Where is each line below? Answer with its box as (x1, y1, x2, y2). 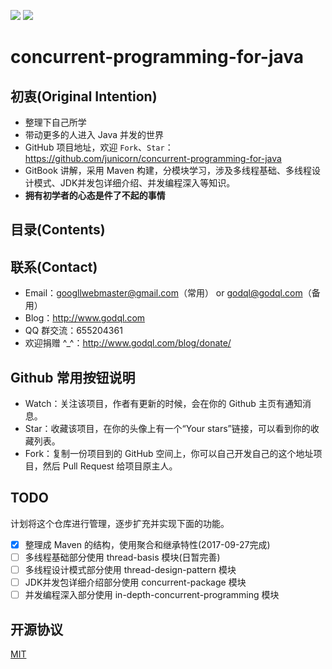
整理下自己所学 (24, 116, 87, 128)
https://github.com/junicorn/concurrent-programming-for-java (24, 153, 282, 164)
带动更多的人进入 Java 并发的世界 (24, 129, 164, 140)
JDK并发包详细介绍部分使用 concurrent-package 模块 (24, 576, 247, 589)
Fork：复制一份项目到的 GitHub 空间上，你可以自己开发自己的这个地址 (24, 448, 314, 460)
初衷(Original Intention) (10, 88, 158, 105)
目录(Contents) (10, 221, 106, 239)
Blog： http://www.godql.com (24, 312, 146, 324)
